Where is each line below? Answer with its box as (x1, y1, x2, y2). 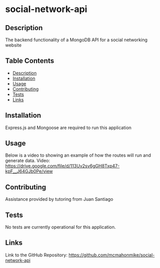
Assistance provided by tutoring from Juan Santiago (5, 196, 113, 202)
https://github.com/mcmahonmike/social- (68, 252, 155, 258)
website (5, 42, 22, 48)
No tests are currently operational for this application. (5, 224, 116, 230)
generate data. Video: (5, 158, 50, 164)
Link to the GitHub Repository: (5, 252, 68, 258)
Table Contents (5, 57, 54, 65)
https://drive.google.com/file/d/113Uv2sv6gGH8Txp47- (5, 163, 120, 169)
